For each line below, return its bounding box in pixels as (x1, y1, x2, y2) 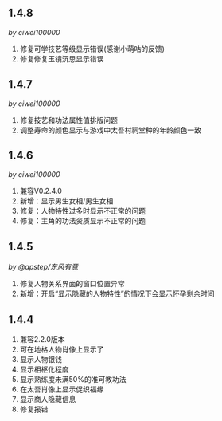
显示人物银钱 (19, 355, 62, 364)
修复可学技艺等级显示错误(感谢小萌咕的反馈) (19, 44, 166, 53)
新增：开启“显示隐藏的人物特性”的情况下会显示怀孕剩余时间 (19, 289, 215, 298)
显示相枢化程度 (19, 364, 69, 374)
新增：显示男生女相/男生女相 (19, 196, 114, 206)
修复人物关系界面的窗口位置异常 (19, 279, 125, 289)
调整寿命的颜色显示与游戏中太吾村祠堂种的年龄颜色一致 (19, 125, 201, 135)
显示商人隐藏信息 (19, 395, 76, 404)
